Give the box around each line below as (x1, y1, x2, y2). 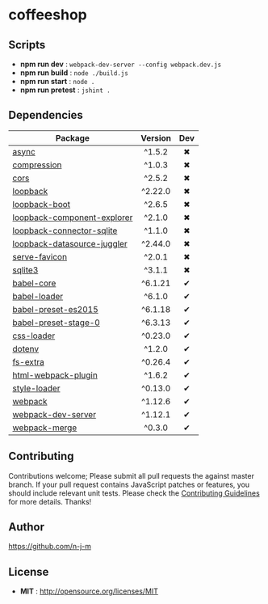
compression (12, 159, 62, 171)
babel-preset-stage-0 (12, 317, 101, 328)
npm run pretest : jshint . (19, 85, 111, 95)
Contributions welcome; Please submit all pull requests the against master (8, 471, 254, 480)
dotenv (12, 343, 40, 354)
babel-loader (12, 290, 64, 302)
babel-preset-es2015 (12, 303, 98, 315)
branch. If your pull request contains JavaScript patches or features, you (8, 479, 250, 489)
